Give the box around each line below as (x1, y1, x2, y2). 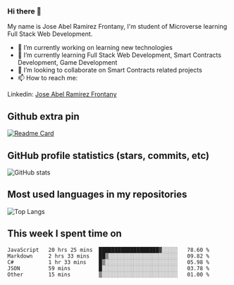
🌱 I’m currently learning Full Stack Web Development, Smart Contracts (17, 51, 222, 59)
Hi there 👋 (7, 6, 42, 16)
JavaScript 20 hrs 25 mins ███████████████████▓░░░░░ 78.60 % (7, 246, 210, 253)
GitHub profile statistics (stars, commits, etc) (7, 149, 210, 161)
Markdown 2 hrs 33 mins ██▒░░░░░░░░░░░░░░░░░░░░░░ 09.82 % (7, 253, 210, 260)
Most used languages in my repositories (7, 189, 187, 201)
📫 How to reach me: (17, 74, 78, 82)
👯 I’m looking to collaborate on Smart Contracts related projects (17, 66, 202, 75)
